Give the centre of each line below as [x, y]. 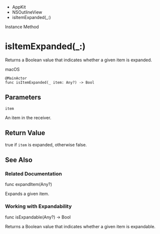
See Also [19, 160]
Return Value [25, 133]
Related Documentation [34, 174]
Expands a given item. [27, 194]
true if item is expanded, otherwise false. [46, 144]
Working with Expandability [38, 206]
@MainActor [16, 78]
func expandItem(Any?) [29, 184]
